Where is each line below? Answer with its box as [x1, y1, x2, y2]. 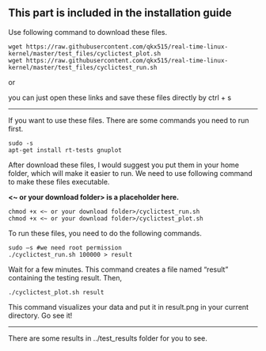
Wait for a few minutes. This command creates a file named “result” [8, 265, 229, 274]
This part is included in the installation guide [8, 6, 232, 20]
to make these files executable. [8, 177, 110, 186]
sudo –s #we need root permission [8, 243, 123, 252]
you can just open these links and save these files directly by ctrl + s [8, 93, 232, 102]
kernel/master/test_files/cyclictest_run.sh [8, 63, 158, 71]
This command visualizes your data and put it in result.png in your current [8, 302, 249, 311]
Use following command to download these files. [8, 27, 168, 36]
